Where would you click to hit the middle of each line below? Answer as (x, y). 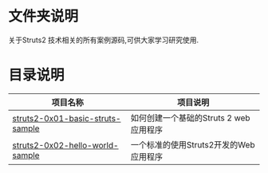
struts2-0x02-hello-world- (65, 145)
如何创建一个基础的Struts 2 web (190, 118)
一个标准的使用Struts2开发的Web (193, 144)
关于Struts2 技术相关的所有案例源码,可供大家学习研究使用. (104, 40)
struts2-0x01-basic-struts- (67, 118)
